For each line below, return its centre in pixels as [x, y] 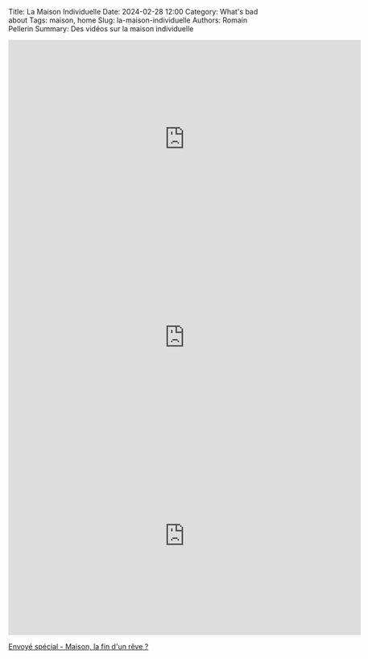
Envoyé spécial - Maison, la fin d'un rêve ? [79, 647]
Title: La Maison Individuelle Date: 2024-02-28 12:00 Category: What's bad [133, 12]
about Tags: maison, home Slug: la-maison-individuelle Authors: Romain [128, 20]
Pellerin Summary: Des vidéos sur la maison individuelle [101, 29]
